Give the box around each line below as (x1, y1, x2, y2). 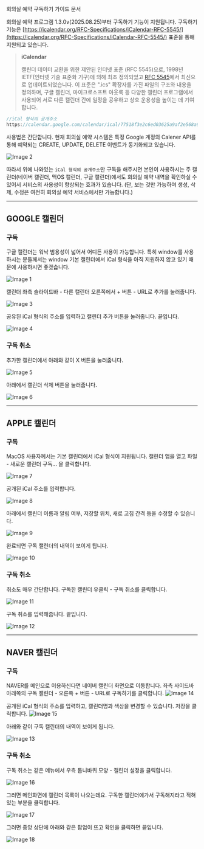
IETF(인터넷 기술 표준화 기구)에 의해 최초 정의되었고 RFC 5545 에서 (21, 74, 180, 80)
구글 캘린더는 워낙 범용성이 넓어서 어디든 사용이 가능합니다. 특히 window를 (6, 248, 183, 255)
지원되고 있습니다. (6, 41, 49, 48)
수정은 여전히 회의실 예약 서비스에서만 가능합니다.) (14, 188, 134, 196)
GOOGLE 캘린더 (6, 213, 64, 224)
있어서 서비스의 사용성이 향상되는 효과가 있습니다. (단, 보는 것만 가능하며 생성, (6, 181, 189, 188)
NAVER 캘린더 (6, 647, 58, 658)
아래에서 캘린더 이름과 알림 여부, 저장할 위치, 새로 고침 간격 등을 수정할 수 (6, 510, 179, 517)
